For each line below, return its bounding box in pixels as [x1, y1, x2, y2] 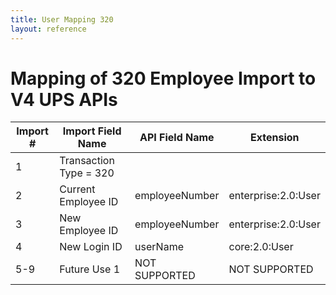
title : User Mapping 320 [10, 14, 114, 25]
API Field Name [139, 131, 215, 145]
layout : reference [10, 24, 87, 34]
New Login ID [59, 240, 123, 254]
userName [134, 240, 184, 254]
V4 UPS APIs [10, 88, 118, 111]
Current [59, 182, 96, 196]
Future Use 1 [59, 262, 121, 276]
